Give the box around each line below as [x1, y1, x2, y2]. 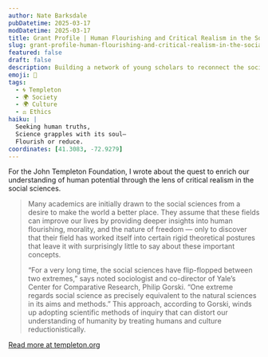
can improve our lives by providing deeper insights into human [27, 216, 233, 226]
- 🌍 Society [15, 93, 57, 101]
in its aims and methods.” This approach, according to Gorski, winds [27, 300, 253, 309]
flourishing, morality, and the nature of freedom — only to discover [27, 225, 247, 234]
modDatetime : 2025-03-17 [8, 26, 91, 34]
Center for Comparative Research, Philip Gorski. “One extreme [27, 282, 234, 292]
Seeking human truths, [15, 123, 91, 131]
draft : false [8, 57, 52, 65]
